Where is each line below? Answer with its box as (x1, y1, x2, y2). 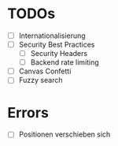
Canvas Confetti (18, 66, 72, 76)
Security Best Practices (18, 40, 95, 49)
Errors (7, 103, 49, 122)
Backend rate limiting (30, 58, 99, 67)
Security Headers (30, 49, 88, 58)
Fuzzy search (18, 76, 63, 85)
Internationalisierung (18, 31, 86, 40)
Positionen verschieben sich (18, 129, 111, 139)
